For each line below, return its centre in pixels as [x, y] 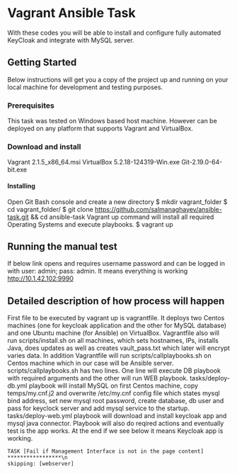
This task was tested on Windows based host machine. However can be [112, 121]
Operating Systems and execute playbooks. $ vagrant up [90, 224]
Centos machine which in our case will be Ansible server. [91, 363]
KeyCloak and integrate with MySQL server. [71, 40]
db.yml [17, 386]
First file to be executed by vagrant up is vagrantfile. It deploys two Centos [116, 318]
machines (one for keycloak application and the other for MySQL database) [117, 326]
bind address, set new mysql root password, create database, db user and [116, 401]
